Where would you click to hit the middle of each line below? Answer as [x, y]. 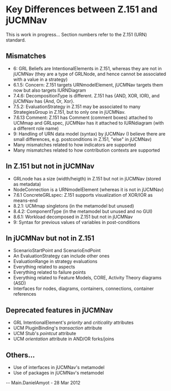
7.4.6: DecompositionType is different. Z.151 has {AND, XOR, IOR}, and [86, 95]
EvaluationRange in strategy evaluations [55, 261]
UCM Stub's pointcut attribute [44, 334]
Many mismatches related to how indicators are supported [75, 145]
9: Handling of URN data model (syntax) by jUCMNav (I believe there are [89, 134]
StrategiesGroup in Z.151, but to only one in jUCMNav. [69, 112]
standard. [16, 40]
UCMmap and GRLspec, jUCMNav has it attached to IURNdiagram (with [88, 123]
